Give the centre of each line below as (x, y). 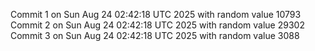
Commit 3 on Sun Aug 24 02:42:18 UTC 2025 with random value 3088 (155, 35)
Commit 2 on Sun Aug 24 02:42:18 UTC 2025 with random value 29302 (157, 25)
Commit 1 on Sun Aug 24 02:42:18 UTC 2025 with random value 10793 (156, 14)
